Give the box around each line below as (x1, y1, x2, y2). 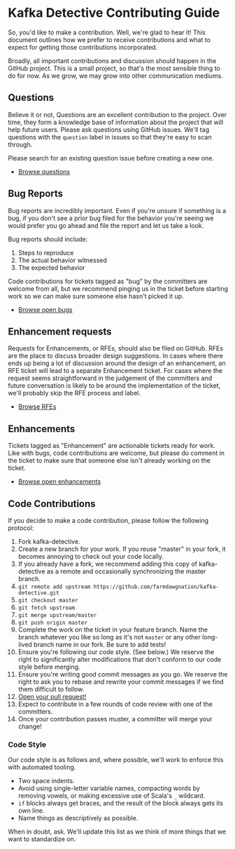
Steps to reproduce (17, 248, 74, 257)
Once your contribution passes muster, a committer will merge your (17, 715, 213, 723)
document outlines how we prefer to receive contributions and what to (8, 35, 211, 43)
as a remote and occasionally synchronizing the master (46, 567, 206, 576)
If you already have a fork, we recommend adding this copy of (17, 559, 198, 568)
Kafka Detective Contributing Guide (8, 5, 220, 21)
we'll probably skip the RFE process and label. (8, 389, 141, 398)
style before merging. (17, 663, 80, 671)
